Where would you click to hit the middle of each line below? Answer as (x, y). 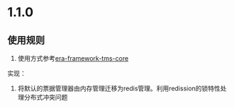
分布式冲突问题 (46, 97)
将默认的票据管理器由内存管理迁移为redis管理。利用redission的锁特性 (119, 88)
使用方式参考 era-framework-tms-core (73, 58)
